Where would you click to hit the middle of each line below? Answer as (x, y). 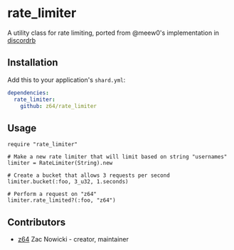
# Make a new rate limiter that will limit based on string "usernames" (117, 157)
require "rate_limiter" (43, 145)
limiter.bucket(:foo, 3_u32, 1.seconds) (68, 182)
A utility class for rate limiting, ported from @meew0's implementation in (113, 33)
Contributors (37, 222)
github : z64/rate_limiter (59, 106)
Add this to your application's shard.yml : (67, 80)
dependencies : (28, 93)
